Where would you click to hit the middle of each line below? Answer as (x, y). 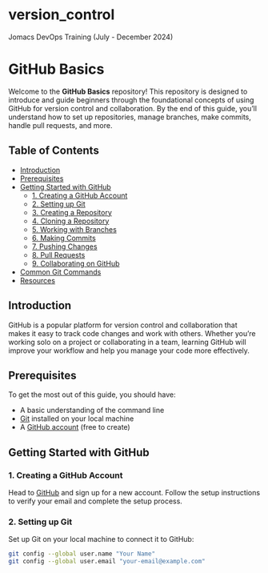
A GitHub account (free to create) (75, 427)
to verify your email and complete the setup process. (95, 501)
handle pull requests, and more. (60, 125)
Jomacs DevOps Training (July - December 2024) (91, 37)
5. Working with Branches (74, 229)
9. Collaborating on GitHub (76, 263)
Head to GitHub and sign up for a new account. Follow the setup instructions (134, 493)
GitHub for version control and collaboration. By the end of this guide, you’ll (133, 108)
